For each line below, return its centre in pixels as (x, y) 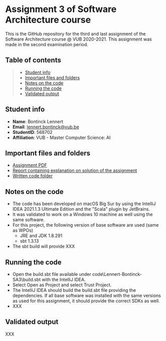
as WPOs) (23, 230)
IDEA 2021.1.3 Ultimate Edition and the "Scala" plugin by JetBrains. (81, 209)
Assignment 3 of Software (61, 9)
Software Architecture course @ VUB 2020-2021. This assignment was (78, 39)
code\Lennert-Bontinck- (117, 274)
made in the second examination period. (47, 44)
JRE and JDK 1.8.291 (41, 236)
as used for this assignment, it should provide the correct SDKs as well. (86, 301)
